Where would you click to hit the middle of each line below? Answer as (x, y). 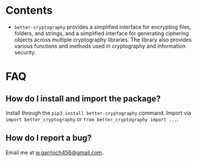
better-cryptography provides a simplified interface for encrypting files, (103, 27)
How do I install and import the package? (83, 98)
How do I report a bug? (49, 138)
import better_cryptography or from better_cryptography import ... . (92, 119)
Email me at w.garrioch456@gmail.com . (55, 152)
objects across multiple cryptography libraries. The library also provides (103, 39)
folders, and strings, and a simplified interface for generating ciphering (101, 33)
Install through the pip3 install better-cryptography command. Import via (98, 113)
